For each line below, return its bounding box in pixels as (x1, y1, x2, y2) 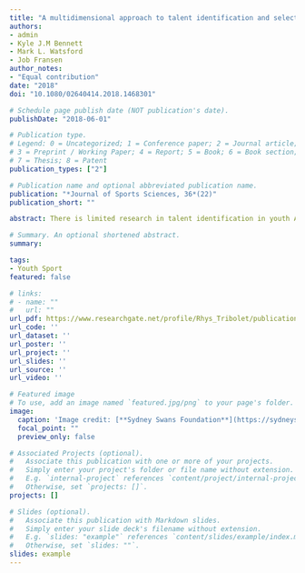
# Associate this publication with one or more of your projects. (9, 457, 274, 467)
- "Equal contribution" (9, 73, 100, 82)
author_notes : (9, 65, 64, 74)
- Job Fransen (9, 55, 64, 65)
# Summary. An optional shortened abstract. (9, 231, 181, 240)
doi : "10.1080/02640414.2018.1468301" (9, 89, 156, 98)
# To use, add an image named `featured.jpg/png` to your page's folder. (9, 398, 295, 407)
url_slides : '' (9, 357, 67, 366)
